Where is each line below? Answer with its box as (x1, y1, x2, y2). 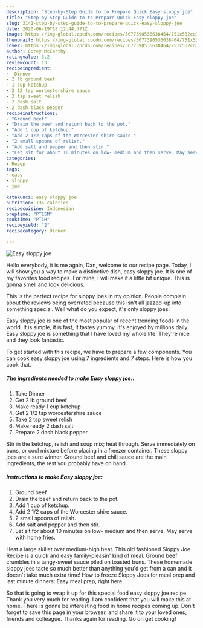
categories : (6, 155, 36, 161)
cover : (6, 43, 23, 49)
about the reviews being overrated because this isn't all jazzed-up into (6, 299, 182, 306)
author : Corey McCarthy (6, 48, 66, 54)
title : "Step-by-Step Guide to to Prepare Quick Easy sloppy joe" (6, 15, 177, 21)
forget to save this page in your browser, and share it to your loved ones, (6, 609, 187, 616)
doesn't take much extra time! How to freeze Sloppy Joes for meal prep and (6, 571, 195, 578)
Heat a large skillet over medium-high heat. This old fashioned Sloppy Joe (6, 545, 191, 552)
